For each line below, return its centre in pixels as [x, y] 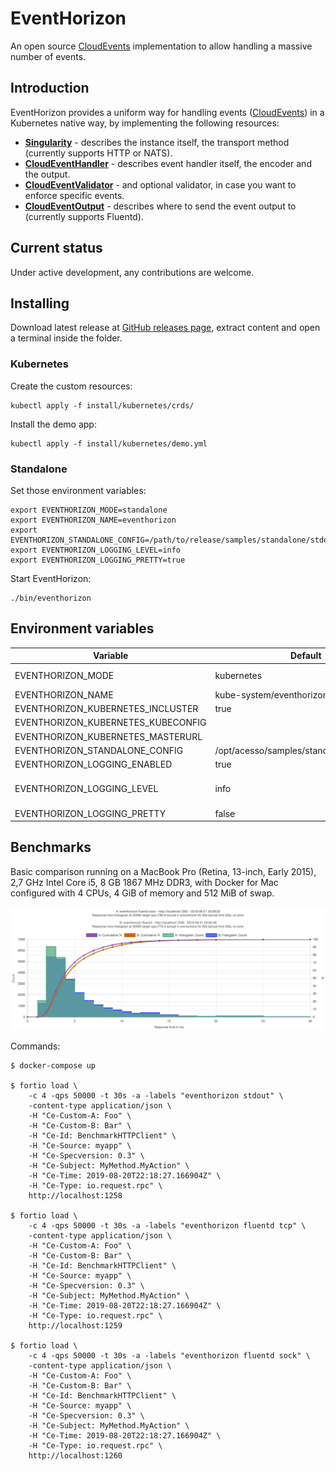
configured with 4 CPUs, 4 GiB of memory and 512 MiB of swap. [142, 893]
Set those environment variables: [78, 490]
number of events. [48, 56]
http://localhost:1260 [75, 1456]
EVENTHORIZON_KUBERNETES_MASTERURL [108, 736]
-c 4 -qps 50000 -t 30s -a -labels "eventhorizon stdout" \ [156, 1096]
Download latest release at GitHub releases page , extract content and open [165, 328]
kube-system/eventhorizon [271, 694]
